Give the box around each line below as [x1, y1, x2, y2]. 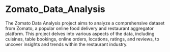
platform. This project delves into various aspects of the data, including [5, 30, 155, 36]
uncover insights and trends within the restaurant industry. [5, 41, 128, 47]
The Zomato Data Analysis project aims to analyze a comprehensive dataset [5, 20, 165, 26]
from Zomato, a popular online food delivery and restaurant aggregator [5, 25, 154, 31]
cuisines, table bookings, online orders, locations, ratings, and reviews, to [5, 36, 159, 42]
